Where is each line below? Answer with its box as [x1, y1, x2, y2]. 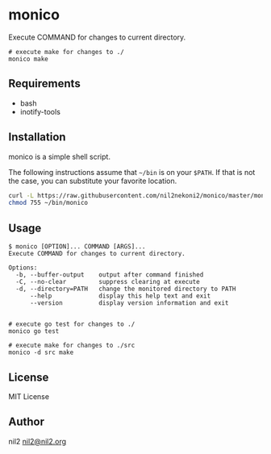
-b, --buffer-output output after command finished [15, 271, 204, 279]
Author [8, 415, 44, 429]
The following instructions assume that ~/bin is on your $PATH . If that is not [8, 167, 256, 177]
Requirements [8, 77, 81, 90]
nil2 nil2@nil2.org [8, 436, 67, 446]
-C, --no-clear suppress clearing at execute [15, 278, 200, 286]
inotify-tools [19, 106, 60, 116]
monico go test [8, 327, 60, 335]
